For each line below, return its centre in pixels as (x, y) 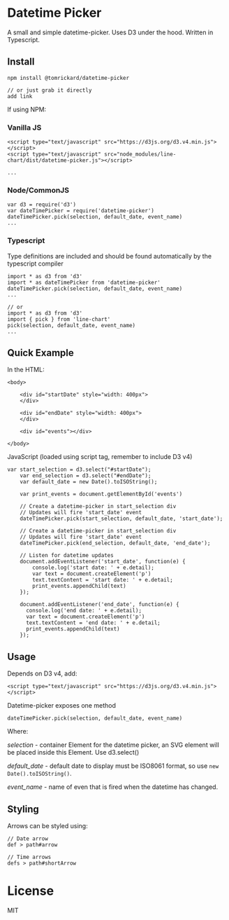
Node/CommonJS (38, 190)
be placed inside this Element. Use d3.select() (73, 753)
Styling (23, 809)
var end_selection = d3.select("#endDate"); (86, 476)
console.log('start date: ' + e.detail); (94, 568)
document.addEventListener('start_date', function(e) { (103, 562)
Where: (18, 732)
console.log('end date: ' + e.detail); (83, 611)
